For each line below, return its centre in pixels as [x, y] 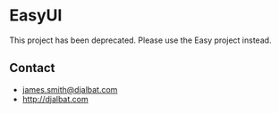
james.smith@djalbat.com [70, 89]
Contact [32, 68]
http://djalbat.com [55, 99]
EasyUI [36, 16]
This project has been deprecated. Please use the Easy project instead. [140, 40]
